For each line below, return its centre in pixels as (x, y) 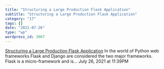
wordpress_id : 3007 (25, 37)
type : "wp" (16, 32)
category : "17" (21, 19)
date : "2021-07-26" (25, 28)
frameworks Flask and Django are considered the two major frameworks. (79, 56)
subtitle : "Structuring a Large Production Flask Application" (71, 14)
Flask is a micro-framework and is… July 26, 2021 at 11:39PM (67, 61)
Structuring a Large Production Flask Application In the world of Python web (82, 51)
